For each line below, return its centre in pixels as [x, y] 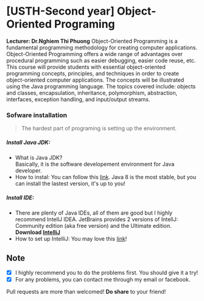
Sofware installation [37, 115]
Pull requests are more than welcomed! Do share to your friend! [86, 292]
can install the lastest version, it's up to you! [70, 183]
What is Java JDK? [39, 158]
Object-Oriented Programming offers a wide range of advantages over [95, 54]
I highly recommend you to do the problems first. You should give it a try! [107, 272]
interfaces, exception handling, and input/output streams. [78, 99]
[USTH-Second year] [60, 11]
